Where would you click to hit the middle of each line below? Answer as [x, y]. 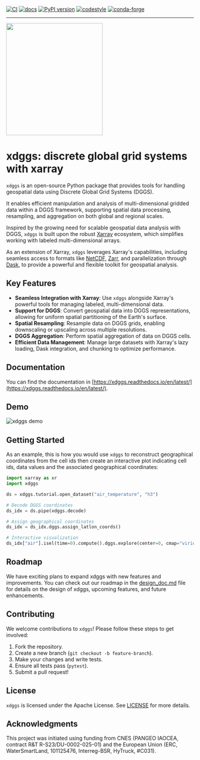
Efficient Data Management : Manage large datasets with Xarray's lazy [101, 342]
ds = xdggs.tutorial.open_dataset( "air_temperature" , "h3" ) [82, 494]
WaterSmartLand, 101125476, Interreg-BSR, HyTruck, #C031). [81, 751]
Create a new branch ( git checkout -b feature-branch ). [84, 653]
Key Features [31, 284]
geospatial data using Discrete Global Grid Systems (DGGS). [80, 192]
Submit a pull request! [42, 672]
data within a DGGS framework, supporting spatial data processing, [89, 210]
